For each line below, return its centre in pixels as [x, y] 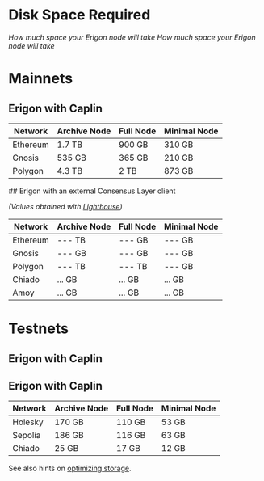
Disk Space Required [80, 15]
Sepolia [27, 436]
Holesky [28, 422]
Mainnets [41, 79]
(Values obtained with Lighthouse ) [65, 206]
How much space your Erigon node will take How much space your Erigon [132, 37]
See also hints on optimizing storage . [70, 468]
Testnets [38, 329]
